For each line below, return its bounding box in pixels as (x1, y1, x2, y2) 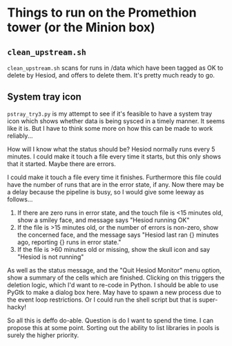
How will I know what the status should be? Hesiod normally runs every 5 (7, 145, 215, 153)
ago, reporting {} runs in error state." (17, 237, 122, 246)
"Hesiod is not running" (17, 253, 84, 261)
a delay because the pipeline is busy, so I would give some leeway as (7, 188, 204, 196)
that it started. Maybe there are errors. (7, 159, 116, 167)
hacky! (7, 302, 26, 311)
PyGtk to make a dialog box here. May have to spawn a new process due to (7, 288, 222, 296)
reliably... (7, 131, 33, 140)
